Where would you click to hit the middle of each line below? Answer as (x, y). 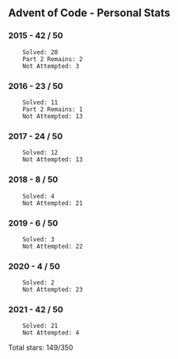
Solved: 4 (39, 196)
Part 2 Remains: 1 (53, 109)
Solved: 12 (40, 153)
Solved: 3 (39, 239)
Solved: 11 (40, 102)
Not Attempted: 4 (51, 333)
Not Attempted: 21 (53, 203)
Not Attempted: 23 (53, 290)
